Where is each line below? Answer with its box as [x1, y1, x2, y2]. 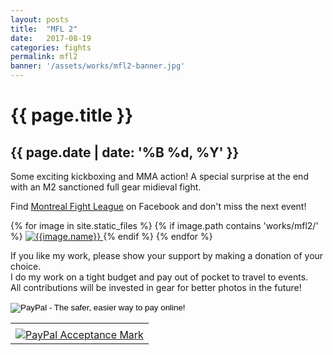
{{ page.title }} [10, 104, 134, 127]
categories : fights [10, 42, 92, 53]
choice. [10, 261, 42, 272]
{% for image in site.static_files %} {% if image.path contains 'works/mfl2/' [10, 220, 319, 231]
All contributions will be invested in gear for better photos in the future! [10, 282, 302, 293]
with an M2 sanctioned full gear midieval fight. [10, 181, 202, 193]
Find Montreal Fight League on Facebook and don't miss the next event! [10, 201, 307, 212]
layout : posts [10, 14, 70, 25]
